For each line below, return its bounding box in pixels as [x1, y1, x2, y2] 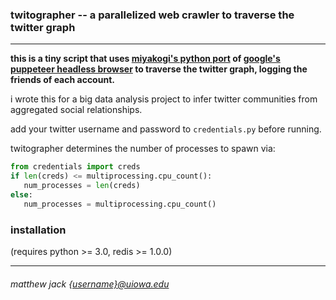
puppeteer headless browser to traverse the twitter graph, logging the [10, 63, 308, 75]
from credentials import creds [10, 162, 141, 172]
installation [10, 223, 67, 237]
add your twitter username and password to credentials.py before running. [10, 123, 322, 135]
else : [10, 189, 33, 200]
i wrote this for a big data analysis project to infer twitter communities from [10, 93, 318, 105]
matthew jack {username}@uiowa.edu [10, 278, 170, 290]
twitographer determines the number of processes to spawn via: [10, 143, 276, 155]
